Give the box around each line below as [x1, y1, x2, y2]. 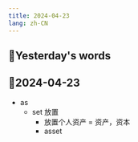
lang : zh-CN [8, 19, 48, 27]
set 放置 [31, 107, 59, 116]
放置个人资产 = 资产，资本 [43, 117, 131, 127]
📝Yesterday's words [8, 49, 112, 63]
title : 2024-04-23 [8, 11, 70, 20]
